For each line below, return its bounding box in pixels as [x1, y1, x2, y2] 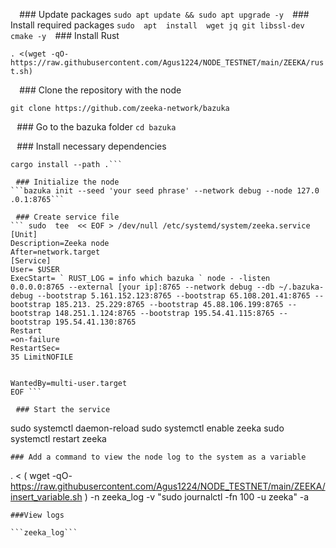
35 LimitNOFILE [10, 352, 74, 362]
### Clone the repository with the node [19, 84, 182, 96]
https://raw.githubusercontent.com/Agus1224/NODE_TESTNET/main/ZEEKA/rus [10, 58, 325, 68]
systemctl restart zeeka [10, 433, 107, 444]
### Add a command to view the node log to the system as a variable [10, 452, 307, 462]
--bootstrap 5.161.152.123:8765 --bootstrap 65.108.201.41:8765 [36, 291, 311, 301]
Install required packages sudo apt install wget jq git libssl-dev [10, 19, 305, 31]
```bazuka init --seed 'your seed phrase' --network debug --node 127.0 [10, 186, 320, 196]
